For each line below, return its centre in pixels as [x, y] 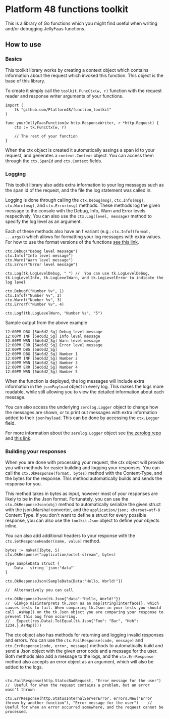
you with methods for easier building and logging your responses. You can [82, 468]
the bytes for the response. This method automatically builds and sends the [84, 478]
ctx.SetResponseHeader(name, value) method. [53, 541]
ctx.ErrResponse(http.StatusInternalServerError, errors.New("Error [79, 699]
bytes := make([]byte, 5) [32, 550]
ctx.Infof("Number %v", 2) [34, 295]
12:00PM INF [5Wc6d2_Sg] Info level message [53, 336]
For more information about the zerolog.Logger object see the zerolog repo [83, 433]
